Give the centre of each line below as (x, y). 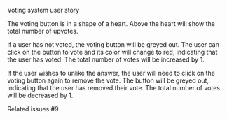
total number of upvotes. (43, 31)
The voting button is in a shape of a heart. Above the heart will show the (111, 23)
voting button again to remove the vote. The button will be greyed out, (108, 80)
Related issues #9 (33, 109)
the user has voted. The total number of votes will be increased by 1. (106, 59)
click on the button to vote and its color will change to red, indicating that (112, 52)
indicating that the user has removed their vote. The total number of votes (114, 88)
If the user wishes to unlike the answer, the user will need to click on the (111, 73)
